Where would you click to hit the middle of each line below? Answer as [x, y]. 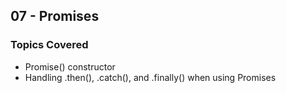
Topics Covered [49, 45]
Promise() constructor [70, 66]
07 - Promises [55, 16]
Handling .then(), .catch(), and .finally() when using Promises [150, 77]
